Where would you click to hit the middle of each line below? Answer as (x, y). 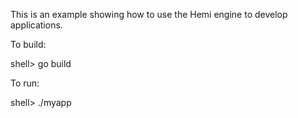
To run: (25, 83)
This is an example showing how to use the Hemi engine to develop (149, 14)
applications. (36, 25)
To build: (28, 44)
